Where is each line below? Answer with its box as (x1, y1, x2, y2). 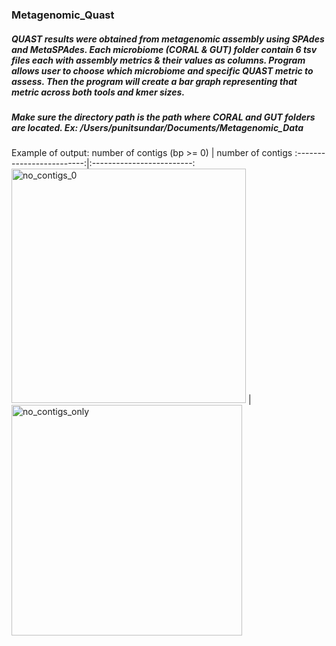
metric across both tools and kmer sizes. (11, 86, 186, 98)
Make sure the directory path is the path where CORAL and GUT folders (11, 111, 316, 123)
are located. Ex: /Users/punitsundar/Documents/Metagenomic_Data (11, 121, 304, 133)
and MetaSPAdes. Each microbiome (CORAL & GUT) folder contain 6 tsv (11, 43, 318, 55)
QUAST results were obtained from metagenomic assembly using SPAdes (11, 33, 325, 45)
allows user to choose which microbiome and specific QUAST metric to (11, 64, 314, 77)
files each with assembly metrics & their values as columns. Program (11, 54, 306, 66)
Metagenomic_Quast (11, 8, 115, 22)
